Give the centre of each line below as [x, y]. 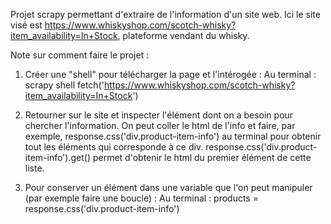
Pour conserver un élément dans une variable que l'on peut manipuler [168, 187]
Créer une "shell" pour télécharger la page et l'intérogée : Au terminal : [170, 74]
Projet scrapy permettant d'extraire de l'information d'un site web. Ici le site [165, 14]
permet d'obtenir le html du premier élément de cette [202, 157]
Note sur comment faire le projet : [80, 55]
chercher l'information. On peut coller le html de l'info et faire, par [160, 125]
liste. [34, 168]
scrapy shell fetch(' [64, 85]
